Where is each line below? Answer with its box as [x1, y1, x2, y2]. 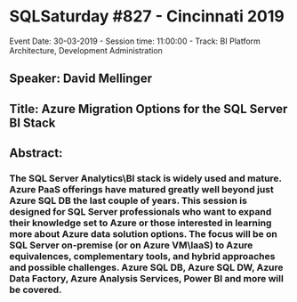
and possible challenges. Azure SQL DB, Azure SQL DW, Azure [9, 261, 284, 273]
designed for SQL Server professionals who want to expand [9, 206, 272, 218]
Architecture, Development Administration [9, 45, 163, 55]
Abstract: [9, 145, 63, 161]
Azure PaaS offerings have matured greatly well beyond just [9, 184, 274, 196]
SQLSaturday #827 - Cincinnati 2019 [9, 6, 285, 27]
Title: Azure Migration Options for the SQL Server [9, 101, 288, 117]
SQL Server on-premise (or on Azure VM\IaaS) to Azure [9, 239, 253, 251]
